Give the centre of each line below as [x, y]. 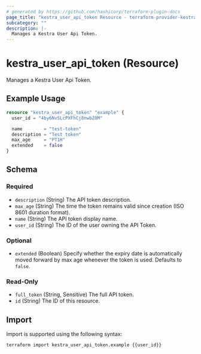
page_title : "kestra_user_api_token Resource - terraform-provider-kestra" [103, 17]
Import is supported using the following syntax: [64, 334]
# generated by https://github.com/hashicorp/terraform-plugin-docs [93, 12]
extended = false [37, 146]
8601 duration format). [42, 212]
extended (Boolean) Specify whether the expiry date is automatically [98, 253]
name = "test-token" [47, 129]
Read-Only [22, 281]
